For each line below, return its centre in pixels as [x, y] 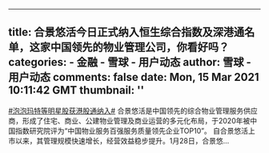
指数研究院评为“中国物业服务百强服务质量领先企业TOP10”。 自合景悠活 [132, 131]
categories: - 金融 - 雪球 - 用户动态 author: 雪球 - [130, 62]
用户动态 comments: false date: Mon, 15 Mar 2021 [134, 77]
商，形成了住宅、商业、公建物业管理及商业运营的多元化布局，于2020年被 [129, 120]
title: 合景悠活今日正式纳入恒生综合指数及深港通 [126, 32]
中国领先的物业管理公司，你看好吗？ [140, 48]
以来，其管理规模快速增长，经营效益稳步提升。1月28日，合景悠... [122, 140]
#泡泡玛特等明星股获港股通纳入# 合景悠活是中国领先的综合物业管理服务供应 [133, 111]
